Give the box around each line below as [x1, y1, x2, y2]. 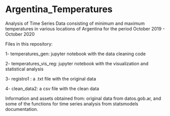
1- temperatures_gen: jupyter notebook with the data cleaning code [5, 51, 146, 57]
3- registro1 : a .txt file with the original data [5, 75, 96, 82]
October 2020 [5, 31, 35, 37]
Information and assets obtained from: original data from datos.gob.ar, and [5, 95, 161, 101]
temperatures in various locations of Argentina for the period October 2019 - [5, 25, 165, 31]
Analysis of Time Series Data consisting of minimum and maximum [5, 20, 145, 26]
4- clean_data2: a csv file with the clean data [5, 85, 99, 92]
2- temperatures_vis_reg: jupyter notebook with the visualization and [5, 60, 149, 66]
